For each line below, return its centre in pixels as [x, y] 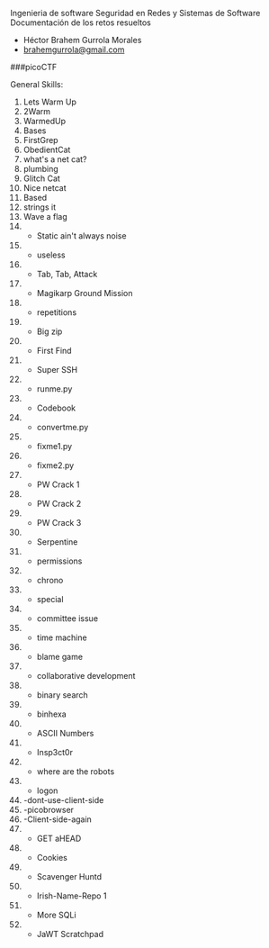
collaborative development [86, 676]
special [50, 599]
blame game [60, 657]
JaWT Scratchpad [70, 934]
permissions [59, 561]
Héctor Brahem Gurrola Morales [82, 40]
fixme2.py [55, 465]
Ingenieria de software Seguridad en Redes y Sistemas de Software [135, 13]
